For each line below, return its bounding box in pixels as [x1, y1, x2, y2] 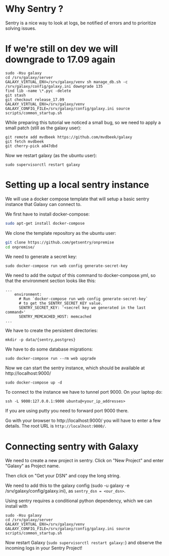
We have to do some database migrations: [5, 346, 94, 353]
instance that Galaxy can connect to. [5, 201, 82, 207]
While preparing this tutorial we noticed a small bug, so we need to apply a [5, 119, 161, 125]
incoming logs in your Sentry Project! [5, 545, 82, 551]
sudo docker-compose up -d [5, 380, 62, 386]
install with [5, 503, 28, 509]
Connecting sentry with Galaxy [5, 441, 139, 452]
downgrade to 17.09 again [5, 54, 115, 65]
